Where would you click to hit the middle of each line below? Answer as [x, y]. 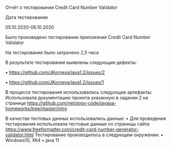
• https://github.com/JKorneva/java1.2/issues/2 [55, 72]
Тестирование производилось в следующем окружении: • [99, 135]
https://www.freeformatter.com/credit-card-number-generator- [72, 129]
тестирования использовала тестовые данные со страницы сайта [78, 124]
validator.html [20, 135]
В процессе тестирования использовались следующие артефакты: [79, 92]
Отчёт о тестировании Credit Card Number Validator [61, 7]
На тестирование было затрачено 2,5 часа [52, 52]
